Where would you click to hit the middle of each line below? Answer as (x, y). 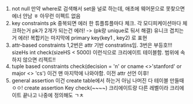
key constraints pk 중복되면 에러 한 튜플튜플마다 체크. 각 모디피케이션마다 (97, 23)
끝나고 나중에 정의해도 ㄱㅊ (53, 95)
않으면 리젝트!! (39, 60)
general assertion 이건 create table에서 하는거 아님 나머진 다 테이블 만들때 (98, 80)
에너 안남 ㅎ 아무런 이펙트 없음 (46, 16)
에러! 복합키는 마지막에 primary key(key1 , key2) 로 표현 (83, 38)
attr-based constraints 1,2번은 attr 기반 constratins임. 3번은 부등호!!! (92, 45)
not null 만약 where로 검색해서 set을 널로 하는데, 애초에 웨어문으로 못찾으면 (98, 8)
